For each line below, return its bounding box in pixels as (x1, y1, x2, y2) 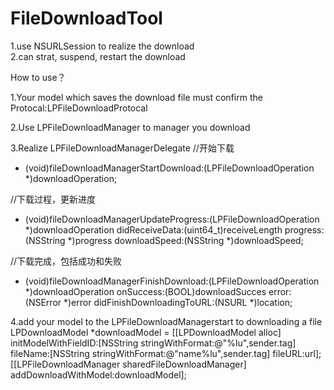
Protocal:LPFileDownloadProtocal (10, 102, 148, 114)
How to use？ (10, 71, 67, 83)
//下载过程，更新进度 (10, 193, 97, 205)
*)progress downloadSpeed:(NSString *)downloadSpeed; (67, 234, 304, 246)
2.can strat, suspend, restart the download (10, 50, 186, 62)
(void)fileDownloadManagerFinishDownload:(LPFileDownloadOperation (24, 275, 320, 287)
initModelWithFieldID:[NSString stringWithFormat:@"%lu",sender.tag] (10, 337, 297, 349)
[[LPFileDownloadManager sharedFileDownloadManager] (10, 358, 247, 370)
